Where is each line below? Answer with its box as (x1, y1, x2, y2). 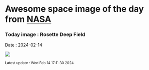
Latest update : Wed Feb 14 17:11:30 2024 (5, 61, 74, 66)
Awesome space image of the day (5, 3, 144, 15)
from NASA (5, 14, 51, 25)
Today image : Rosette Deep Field (5, 31, 85, 38)
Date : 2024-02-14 (5, 42, 43, 48)
